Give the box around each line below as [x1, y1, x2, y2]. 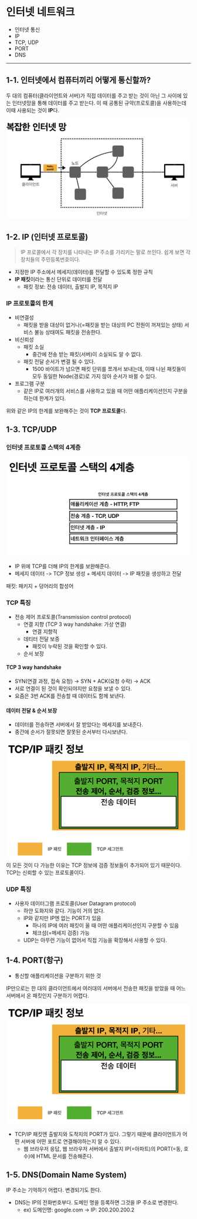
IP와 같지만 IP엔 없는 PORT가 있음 [23, 915, 101, 922]
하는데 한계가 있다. [23, 394, 66, 401]
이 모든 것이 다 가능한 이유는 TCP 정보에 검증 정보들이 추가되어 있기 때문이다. [6, 862, 182, 869]
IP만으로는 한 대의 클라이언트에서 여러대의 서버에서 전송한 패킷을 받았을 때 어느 [6, 984, 186, 992]
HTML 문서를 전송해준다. [36, 1153, 94, 1160]
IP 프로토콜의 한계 [6, 299, 54, 307]
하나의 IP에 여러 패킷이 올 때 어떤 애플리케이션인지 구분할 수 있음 [32, 922, 179, 929]
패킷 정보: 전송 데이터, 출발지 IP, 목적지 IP [23, 283, 118, 290]
